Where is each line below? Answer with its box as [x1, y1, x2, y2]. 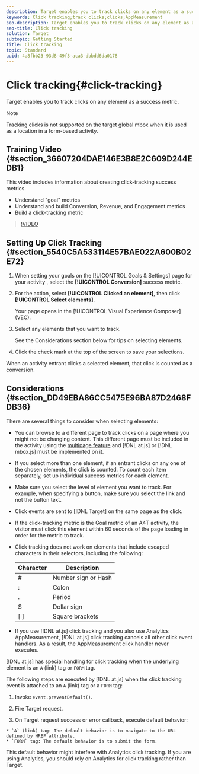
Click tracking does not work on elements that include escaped [14, 543, 169, 550]
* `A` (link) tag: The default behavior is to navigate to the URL [6, 728, 176, 734]
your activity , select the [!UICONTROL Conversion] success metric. [14, 278, 182, 285]
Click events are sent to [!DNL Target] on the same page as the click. [14, 508, 183, 515]
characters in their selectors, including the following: [14, 550, 143, 556]
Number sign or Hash [52, 574, 113, 582]
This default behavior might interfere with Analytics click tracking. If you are [6, 748, 191, 756]
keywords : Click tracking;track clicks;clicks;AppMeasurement [6, 14, 163, 20]
